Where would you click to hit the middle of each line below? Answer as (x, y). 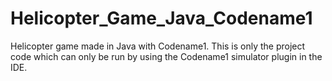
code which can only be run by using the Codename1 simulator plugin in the (166, 56)
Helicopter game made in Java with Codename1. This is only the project (158, 46)
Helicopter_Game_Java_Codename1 (161, 18)
